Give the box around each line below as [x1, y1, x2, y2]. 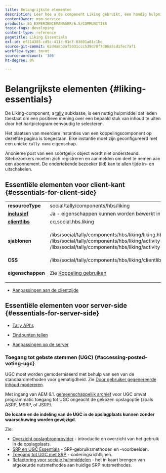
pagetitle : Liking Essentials [5, 35, 68, 40]
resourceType [7, 202, 41, 209]
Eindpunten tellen [12, 332, 48, 338]
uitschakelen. [5, 166, 33, 172]
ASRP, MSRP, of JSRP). [5, 402, 53, 408]
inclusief [7, 211, 29, 217]
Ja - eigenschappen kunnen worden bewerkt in [49, 211, 161, 217]
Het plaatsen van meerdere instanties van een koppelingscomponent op [5, 130, 152, 136]
